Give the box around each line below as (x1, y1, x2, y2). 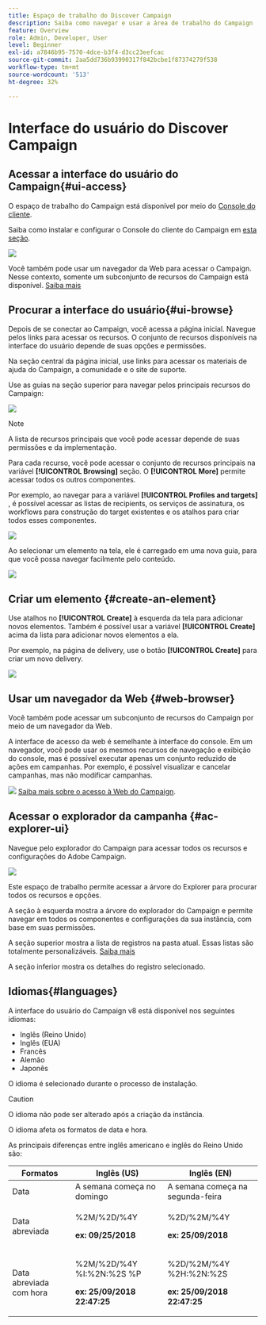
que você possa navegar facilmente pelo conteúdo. (8, 555, 176, 564)
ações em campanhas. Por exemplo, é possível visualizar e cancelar (8, 762, 231, 771)
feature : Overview (8, 26, 69, 34)
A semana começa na (167, 1181, 248, 1192)
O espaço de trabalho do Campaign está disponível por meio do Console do (8, 201, 256, 210)
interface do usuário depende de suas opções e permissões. (8, 341, 207, 351)
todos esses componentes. (8, 516, 97, 525)
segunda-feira (167, 1191, 222, 1202)
